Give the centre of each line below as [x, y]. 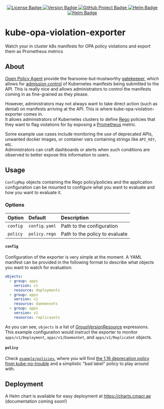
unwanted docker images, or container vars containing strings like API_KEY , [81, 139]
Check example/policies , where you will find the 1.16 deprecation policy [77, 359]
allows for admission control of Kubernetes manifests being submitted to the [82, 84]
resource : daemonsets [36, 304]
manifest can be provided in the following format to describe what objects [80, 263]
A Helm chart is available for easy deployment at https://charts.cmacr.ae [78, 396]
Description [75, 217]
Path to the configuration [90, 226]
